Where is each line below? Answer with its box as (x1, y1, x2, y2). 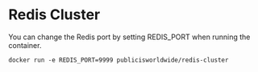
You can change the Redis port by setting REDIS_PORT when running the (8, 32, 251, 42)
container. (8, 40, 42, 50)
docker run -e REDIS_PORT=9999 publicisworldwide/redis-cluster (8, 56, 229, 64)
